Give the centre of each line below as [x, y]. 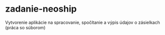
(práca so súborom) [25, 27]
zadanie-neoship [41, 9]
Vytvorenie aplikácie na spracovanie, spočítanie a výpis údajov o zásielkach [82, 22]
